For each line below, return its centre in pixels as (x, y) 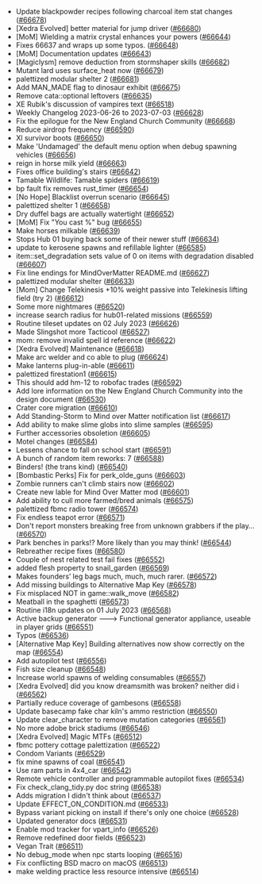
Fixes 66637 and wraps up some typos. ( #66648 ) (97, 45)
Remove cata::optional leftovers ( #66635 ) (84, 96)
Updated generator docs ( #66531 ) (72, 821)
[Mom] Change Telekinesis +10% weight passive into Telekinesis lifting (131, 290)
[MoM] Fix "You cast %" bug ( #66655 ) (79, 222)
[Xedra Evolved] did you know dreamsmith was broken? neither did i (127, 686)
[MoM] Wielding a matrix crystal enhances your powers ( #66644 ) (123, 37)
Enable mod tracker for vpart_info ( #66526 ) (87, 829)
